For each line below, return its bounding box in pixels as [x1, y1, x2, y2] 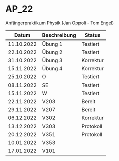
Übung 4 [42, 65, 63, 72]
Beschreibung [42, 31, 77, 38]
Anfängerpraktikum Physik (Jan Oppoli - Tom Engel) [5, 20, 114, 26]
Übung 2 [42, 49, 63, 56]
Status [84, 31, 101, 38]
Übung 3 [42, 57, 63, 64]
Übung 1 [42, 40, 63, 47]
